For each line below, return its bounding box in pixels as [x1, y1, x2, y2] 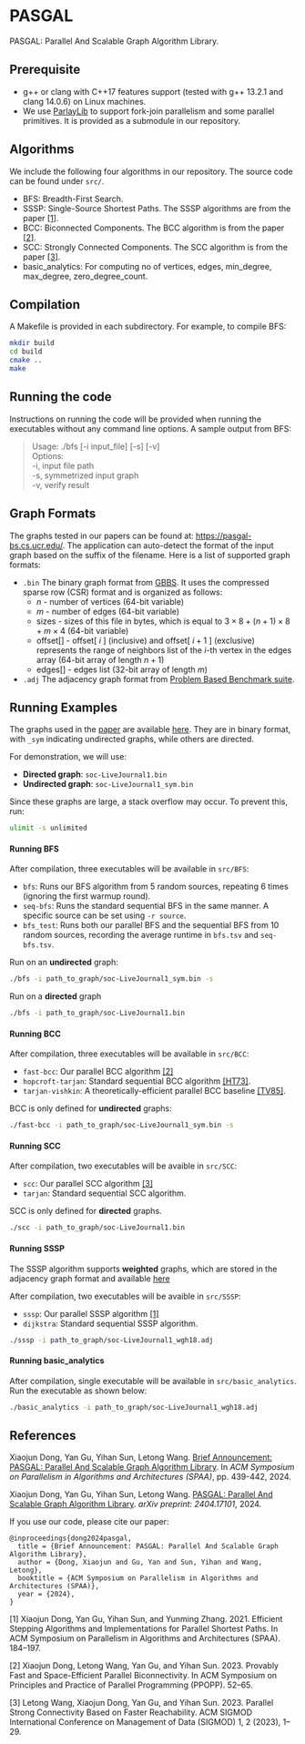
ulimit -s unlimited [9, 823, 88, 833]
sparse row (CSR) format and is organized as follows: [22, 586, 223, 597]
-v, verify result [31, 479, 90, 490]
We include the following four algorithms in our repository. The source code [9, 166, 293, 177]
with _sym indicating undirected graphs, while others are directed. [9, 734, 255, 745]
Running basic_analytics [9, 1354, 105, 1366]
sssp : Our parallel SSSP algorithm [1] [22, 1308, 159, 1319]
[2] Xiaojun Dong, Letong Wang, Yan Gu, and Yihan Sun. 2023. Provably [9, 1660, 280, 1671]
